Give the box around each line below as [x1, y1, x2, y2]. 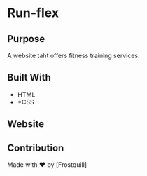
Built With [7, 72, 51, 83]
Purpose [7, 33, 45, 45]
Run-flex [7, 5, 59, 21]
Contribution [7, 142, 64, 154]
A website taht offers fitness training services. [7, 51, 140, 60]
